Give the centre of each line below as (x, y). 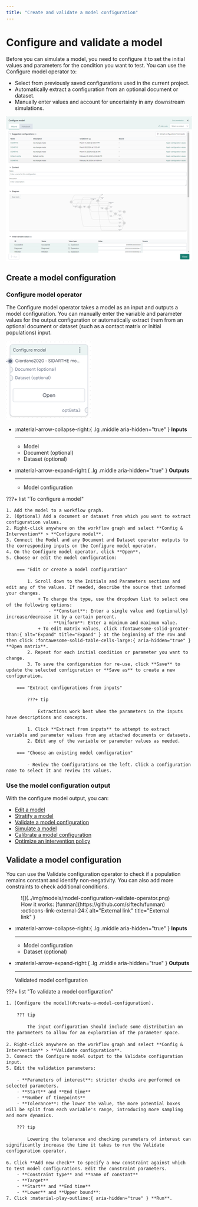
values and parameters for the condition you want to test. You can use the (96, 65)
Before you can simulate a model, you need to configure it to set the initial (96, 59)
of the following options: (39, 605)
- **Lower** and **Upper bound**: (59, 1193)
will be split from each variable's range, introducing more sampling (95, 1110)
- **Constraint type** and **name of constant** (77, 1175)
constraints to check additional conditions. (57, 886)
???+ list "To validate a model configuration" (60, 992)
